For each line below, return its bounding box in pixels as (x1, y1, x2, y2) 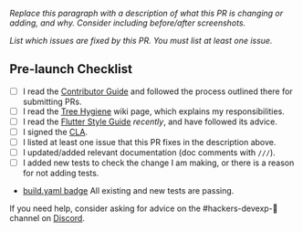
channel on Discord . (9, 213, 85, 224)
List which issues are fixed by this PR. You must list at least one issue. (9, 36, 273, 46)
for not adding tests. (22, 168, 99, 179)
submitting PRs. (22, 96, 82, 107)
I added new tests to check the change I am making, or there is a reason (22, 157, 295, 168)
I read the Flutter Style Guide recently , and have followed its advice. (22, 116, 278, 127)
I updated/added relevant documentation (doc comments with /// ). (22, 147, 276, 158)
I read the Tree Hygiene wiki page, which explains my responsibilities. (22, 105, 285, 117)
